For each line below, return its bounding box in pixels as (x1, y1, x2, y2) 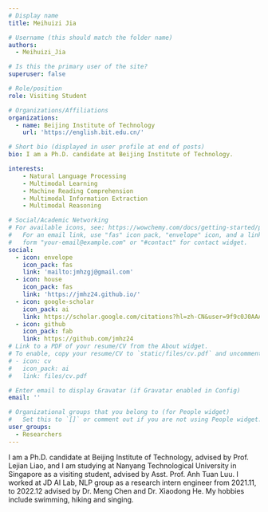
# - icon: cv (8, 356, 52, 365)
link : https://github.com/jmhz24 (22, 335, 134, 343)
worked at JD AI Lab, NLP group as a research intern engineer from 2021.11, (8, 478, 257, 487)
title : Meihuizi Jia (8, 19, 77, 27)
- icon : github (15, 320, 66, 328)
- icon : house (15, 276, 62, 284)
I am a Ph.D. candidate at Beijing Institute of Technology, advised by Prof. (8, 452, 249, 462)
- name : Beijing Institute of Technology (15, 121, 156, 129)
